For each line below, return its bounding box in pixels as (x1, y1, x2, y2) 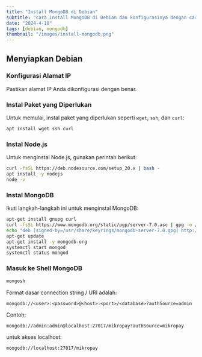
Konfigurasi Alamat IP (6, 72, 71, 80)
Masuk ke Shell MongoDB (6, 264, 83, 273)
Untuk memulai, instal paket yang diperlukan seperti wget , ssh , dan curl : (6, 114, 185, 121)
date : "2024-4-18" (6, 20, 52, 26)
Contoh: (6, 311, 26, 318)
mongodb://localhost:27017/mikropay (6, 345, 98, 351)
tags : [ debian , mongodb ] (6, 25, 69, 32)
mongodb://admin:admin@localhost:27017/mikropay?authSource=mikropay (6, 323, 185, 329)
